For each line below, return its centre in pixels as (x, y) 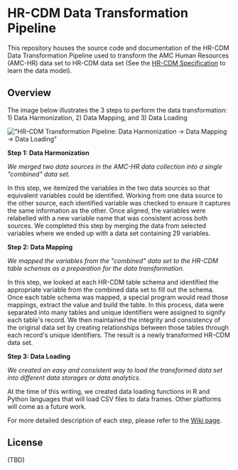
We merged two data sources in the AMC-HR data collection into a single (115, 166)
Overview (29, 93)
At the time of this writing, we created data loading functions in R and (109, 391)
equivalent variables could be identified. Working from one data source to (115, 195)
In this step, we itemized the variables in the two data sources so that (109, 188)
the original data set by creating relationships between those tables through (118, 327)
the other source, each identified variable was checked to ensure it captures (119, 203)
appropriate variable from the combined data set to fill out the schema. (111, 289)
